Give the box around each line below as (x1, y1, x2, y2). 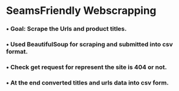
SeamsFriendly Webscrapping (6, 4, 157, 17)
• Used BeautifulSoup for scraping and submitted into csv (6, 41, 173, 49)
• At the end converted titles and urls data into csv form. (6, 78, 169, 86)
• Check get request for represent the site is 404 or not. (6, 63, 167, 71)
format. (6, 48, 28, 56)
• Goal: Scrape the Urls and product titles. (6, 25, 127, 33)
